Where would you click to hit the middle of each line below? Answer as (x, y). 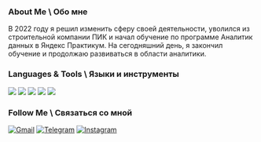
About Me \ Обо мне (48, 12)
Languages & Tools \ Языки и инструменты (94, 75)
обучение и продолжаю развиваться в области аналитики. (107, 54)
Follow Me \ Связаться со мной (70, 112)
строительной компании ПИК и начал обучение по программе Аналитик (130, 37)
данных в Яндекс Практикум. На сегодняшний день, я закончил (116, 46)
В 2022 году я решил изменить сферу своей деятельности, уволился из (129, 29)
